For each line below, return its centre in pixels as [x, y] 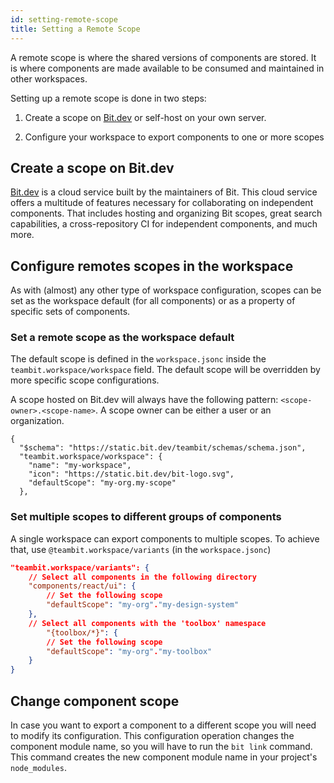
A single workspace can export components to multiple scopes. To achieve [165, 538]
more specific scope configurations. [85, 380]
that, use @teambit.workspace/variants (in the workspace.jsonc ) [141, 549]
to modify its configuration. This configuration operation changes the [152, 736]
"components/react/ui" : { [82, 586]
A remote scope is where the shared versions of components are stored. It [163, 57]
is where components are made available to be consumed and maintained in [167, 68]
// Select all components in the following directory [142, 577]
